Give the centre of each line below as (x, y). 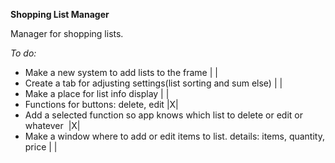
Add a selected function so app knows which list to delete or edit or (163, 115)
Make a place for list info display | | (97, 93)
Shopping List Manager (60, 14)
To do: (23, 53)
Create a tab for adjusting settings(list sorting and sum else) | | (153, 83)
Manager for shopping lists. (67, 33)
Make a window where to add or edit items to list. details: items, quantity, (174, 136)
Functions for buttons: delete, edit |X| (101, 104)
